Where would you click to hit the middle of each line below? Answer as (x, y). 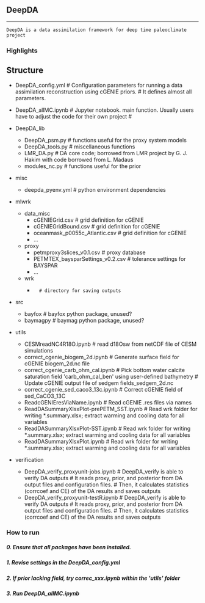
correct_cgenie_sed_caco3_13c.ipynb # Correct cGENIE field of (103, 389)
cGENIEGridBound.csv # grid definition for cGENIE (97, 226)
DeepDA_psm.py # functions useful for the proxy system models (106, 140)
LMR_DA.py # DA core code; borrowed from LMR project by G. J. (106, 153)
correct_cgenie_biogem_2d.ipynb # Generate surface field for (102, 357)
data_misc (37, 213)
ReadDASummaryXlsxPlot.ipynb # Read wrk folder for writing (101, 441)
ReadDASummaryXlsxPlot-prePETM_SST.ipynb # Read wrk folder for (111, 409)
